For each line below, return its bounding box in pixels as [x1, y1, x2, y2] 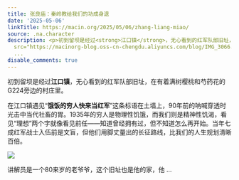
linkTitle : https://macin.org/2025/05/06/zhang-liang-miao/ [7, 23, 190, 31]
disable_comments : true [7, 57, 78, 64]
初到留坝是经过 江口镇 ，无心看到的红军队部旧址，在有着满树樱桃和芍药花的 [7, 77, 225, 85]
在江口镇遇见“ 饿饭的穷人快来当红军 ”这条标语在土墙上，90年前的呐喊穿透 [7, 101, 221, 110]
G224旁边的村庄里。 [7, 86, 68, 95]
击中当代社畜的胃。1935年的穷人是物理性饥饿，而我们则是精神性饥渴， [13, 110, 221, 118]
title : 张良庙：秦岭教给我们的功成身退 [7, 10, 110, 18]
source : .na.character [7, 30, 75, 38]
